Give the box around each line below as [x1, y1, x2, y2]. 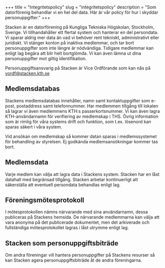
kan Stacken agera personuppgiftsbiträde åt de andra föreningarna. [5, 257, 142, 263]
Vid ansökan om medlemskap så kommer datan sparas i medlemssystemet [5, 133, 157, 139]
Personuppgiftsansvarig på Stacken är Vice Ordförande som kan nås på [5, 65, 151, 71]
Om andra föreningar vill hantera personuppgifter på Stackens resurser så [5, 252, 155, 258]
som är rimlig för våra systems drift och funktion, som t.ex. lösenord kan [5, 118, 152, 125]
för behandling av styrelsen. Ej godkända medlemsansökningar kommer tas [5, 138, 159, 144]
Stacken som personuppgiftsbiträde [5, 239, 119, 247]
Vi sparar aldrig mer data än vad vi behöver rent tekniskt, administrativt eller [5, 34, 159, 40]
